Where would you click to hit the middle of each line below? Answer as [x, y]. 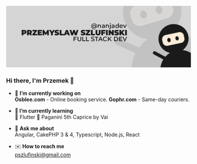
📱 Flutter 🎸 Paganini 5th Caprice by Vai [61, 117]
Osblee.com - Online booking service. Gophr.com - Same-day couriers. [102, 100]
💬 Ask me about [34, 128]
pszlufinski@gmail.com [43, 155]
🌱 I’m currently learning [44, 111]
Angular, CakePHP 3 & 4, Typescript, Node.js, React [77, 135]
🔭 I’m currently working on [47, 93]
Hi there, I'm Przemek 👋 [40, 80]
